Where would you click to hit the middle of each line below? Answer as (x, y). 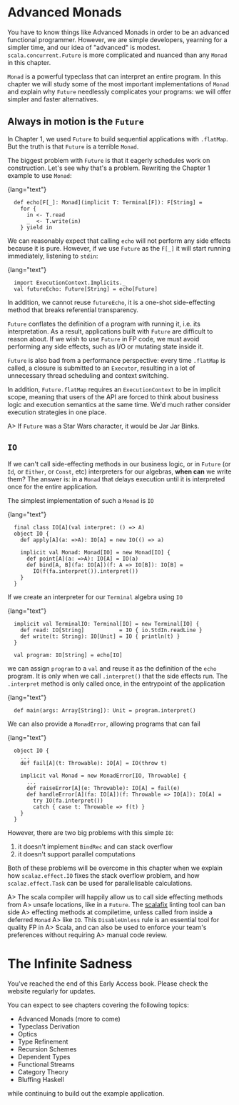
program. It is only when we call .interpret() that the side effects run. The (118, 676)
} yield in (36, 227)
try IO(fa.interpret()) (68, 801)
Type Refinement (43, 1041)
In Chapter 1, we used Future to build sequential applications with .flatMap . (118, 139)
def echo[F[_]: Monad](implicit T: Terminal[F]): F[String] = (108, 202)
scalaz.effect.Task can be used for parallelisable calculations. (100, 883)
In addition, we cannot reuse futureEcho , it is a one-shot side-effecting (111, 302)
